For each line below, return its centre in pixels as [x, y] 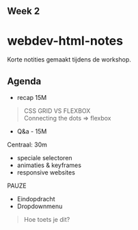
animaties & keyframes [49, 165]
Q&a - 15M [32, 131]
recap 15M [32, 98]
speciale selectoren [45, 158]
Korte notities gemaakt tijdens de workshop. [69, 60]
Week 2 [24, 11]
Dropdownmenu [40, 206]
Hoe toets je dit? [47, 220]
